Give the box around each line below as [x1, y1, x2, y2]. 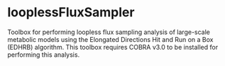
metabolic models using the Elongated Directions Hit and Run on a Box [7, 35, 214, 43]
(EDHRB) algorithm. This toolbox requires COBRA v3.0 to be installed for [7, 43, 219, 51]
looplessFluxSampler [7, 4, 135, 21]
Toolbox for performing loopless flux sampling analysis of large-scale [7, 28, 211, 36]
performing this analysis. [7, 50, 80, 59]
